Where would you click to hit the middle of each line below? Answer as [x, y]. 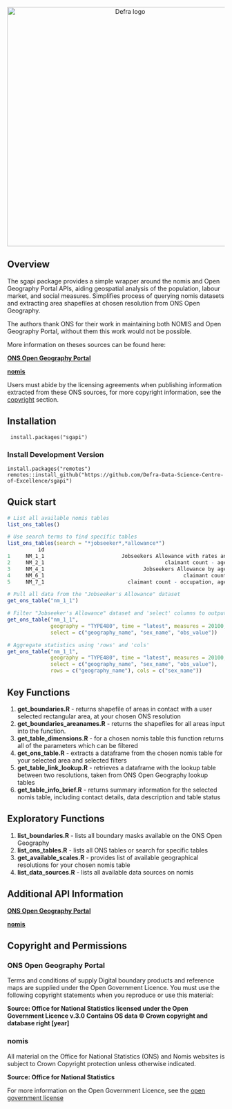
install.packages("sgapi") [49, 437]
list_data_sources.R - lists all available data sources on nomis [105, 872]
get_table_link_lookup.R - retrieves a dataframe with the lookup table [116, 767]
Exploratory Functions [56, 819]
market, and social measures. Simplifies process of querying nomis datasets [116, 296]
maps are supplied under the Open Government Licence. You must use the [113, 988]
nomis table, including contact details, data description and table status [119, 797]
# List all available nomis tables [58, 518]
